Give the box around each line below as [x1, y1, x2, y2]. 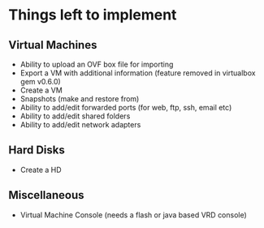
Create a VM [19, 85, 63, 95]
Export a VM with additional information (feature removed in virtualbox [19, 68, 256, 78]
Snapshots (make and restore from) [19, 94, 140, 103]
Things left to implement [8, 6, 177, 24]
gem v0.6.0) [19, 77, 61, 86]
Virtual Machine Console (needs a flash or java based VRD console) [19, 209, 248, 220]
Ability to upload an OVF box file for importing [19, 59, 174, 69]
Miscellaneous [8, 188, 84, 202]
